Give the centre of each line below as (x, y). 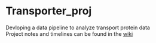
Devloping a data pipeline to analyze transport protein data (78, 27)
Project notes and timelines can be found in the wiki (69, 33)
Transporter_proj (49, 11)
